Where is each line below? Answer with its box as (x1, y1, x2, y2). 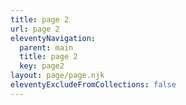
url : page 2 (10, 24, 60, 34)
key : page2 (19, 61, 65, 71)
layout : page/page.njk (10, 71, 105, 81)
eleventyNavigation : (10, 33, 97, 43)
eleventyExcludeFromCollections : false (10, 80, 177, 90)
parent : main (19, 42, 74, 53)
